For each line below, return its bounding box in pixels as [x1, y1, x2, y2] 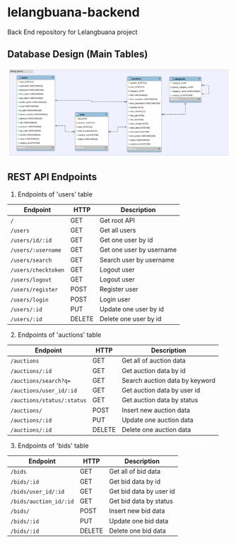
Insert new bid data [109, 506, 165, 515]
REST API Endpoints [7, 171, 98, 183]
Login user [100, 295, 131, 304]
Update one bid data [109, 516, 169, 525]
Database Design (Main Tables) [7, 48, 148, 60]
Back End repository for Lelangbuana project [7, 28, 138, 36]
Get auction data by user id [122, 386, 201, 394]
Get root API [100, 216, 136, 224]
